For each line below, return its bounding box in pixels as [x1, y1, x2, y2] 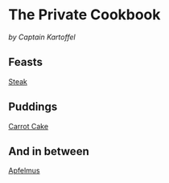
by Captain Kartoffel [8, 32, 76, 42]
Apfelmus [8, 166, 40, 176]
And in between [8, 144, 90, 158]
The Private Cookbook [8, 6, 161, 24]
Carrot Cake [8, 121, 49, 131]
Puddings [8, 100, 58, 114]
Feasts [8, 55, 43, 69]
